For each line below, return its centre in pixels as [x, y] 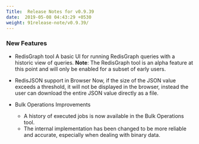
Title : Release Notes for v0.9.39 [50, 12]
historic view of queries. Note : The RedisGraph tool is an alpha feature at [104, 62]
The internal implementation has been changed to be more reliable [105, 129]
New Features [27, 43]
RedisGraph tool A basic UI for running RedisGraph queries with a [95, 56]
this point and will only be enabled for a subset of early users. [90, 69]
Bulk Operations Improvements [53, 104]
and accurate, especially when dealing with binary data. [92, 135]
